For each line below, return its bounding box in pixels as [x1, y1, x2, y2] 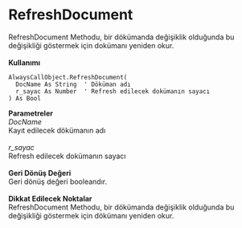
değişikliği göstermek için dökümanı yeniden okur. [8, 210, 174, 220]
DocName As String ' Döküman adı [15, 80, 131, 88]
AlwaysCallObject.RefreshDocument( [8, 73, 128, 81]
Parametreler [8, 108, 54, 118]
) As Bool [8, 94, 42, 102]
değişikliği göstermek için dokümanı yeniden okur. [8, 40, 174, 50]
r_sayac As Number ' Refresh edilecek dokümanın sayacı [15, 87, 211, 96]
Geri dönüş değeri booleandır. [8, 177, 107, 186]
